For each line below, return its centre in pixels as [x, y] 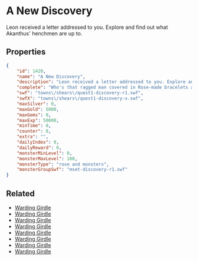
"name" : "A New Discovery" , [51, 77]
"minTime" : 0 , [34, 126]
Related [21, 194]
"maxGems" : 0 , [34, 115]
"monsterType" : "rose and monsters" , [63, 164]
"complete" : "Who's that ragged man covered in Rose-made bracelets [103, 87]
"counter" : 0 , [34, 131]
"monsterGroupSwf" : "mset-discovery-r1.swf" [72, 170]
